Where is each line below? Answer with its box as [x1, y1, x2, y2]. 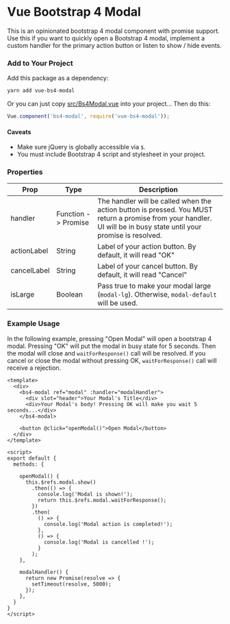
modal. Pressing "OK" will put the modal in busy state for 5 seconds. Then [7, 342, 216, 350]
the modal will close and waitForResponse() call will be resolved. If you [7, 349, 206, 357]
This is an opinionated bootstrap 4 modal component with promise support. [7, 27, 220, 35]
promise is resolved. [97, 231, 162, 240]
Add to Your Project [7, 58, 73, 68]
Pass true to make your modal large [97, 282, 212, 291]
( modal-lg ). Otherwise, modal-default [97, 290, 217, 299]
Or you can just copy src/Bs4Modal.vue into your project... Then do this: [7, 100, 211, 108]
